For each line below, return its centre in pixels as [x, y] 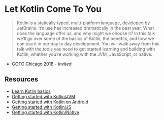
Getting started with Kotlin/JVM [44, 96]
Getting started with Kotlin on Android [50, 102]
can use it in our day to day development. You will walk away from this [88, 43]
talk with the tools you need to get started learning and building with [86, 49]
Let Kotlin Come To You [53, 9]
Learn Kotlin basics [31, 91]
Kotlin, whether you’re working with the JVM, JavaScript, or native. [84, 54]
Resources [21, 79]
